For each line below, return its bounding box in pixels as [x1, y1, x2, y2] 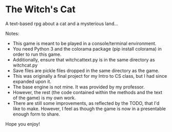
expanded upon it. [12, 78, 51, 84]
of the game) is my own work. [12, 95, 76, 101]
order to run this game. [12, 51, 62, 57]
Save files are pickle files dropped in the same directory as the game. [12, 68, 160, 74]
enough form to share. [12, 111, 61, 117]
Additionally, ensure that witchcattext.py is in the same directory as [12, 56, 155, 62]
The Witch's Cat [5, 4, 76, 15]
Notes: [5, 30, 20, 36]
